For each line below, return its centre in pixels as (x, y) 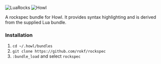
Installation (19, 35)
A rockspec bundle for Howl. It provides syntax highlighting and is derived (81, 17)
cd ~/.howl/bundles (32, 46)
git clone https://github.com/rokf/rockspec (59, 52)
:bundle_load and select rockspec (46, 56)
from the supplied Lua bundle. (36, 22)
